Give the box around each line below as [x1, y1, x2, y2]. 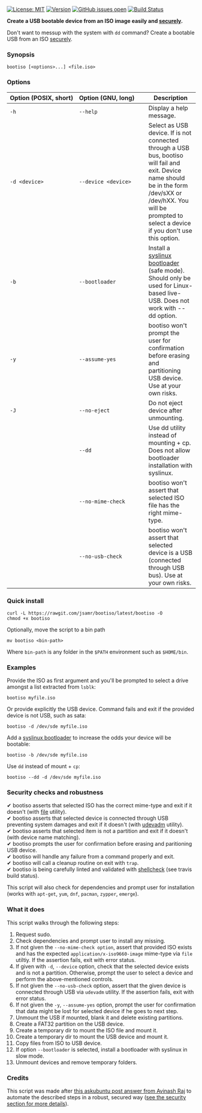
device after [148, 406, 182, 415]
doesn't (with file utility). [7, 808, 67, 816]
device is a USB [148, 548, 193, 557]
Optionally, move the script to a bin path [7, 626, 105, 633]
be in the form [148, 181, 188, 190]
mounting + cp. [148, 438, 191, 447]
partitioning [148, 366, 181, 374]
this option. [148, 234, 180, 242]
